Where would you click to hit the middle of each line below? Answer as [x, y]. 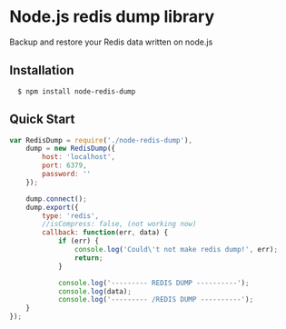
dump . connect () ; [57, 199]
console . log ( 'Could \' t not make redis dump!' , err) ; [176, 250]
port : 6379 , [65, 165]
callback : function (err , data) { [105, 233]
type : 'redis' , [71, 215]
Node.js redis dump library [112, 17]
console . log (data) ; [94, 291]
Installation [42, 70]
